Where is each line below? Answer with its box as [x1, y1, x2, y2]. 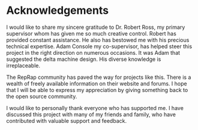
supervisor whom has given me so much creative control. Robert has [6, 29, 177, 37]
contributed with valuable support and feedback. [6, 117, 127, 124]
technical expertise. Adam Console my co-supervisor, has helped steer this [6, 43, 193, 50]
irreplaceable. [6, 61, 41, 69]
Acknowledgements [6, 4, 109, 17]
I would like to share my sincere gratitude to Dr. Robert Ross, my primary [6, 23, 185, 31]
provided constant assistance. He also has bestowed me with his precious [6, 36, 190, 43]
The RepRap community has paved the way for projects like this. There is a [6, 73, 191, 81]
